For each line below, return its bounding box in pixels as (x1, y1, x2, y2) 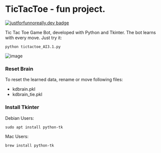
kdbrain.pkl (12, 86, 36, 92)
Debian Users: (5, 115, 34, 121)
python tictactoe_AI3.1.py (5, 44, 61, 49)
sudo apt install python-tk (5, 125, 63, 130)
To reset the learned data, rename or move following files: (5, 77, 123, 83)
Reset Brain (5, 65, 34, 72)
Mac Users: (5, 133, 29, 139)
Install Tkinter (5, 104, 40, 111)
